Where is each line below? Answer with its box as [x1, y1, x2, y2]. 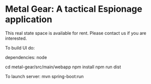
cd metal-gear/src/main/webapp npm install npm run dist [5, 64, 121, 70]
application [5, 14, 53, 25]
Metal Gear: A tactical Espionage [5, 3, 143, 15]
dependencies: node [5, 54, 47, 60]
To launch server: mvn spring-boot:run [5, 73, 84, 79]
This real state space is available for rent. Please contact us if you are [5, 30, 147, 36]
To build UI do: [5, 45, 35, 51]
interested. [5, 35, 27, 41]
